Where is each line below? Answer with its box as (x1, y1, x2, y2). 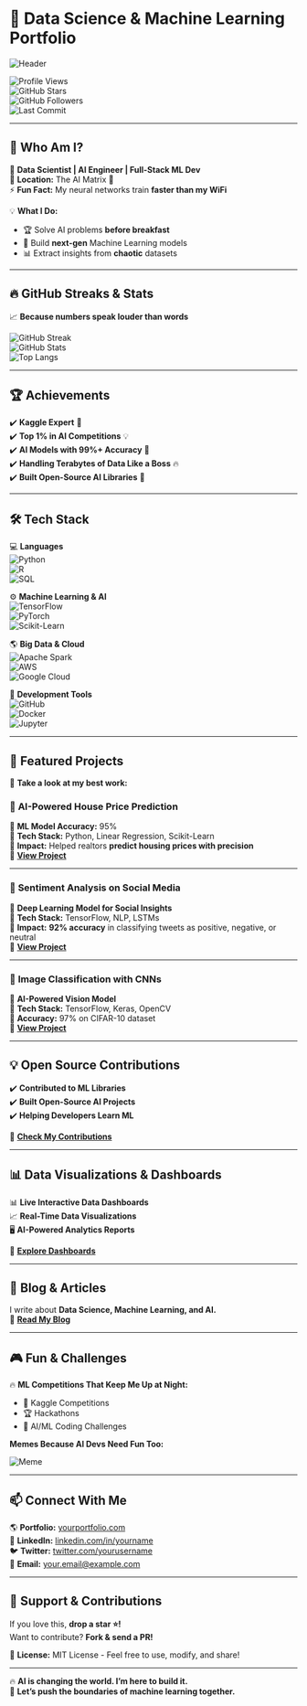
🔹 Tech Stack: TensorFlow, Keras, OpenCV (9, 1003, 172, 1014)
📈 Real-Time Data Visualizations (9, 1210, 137, 1221)
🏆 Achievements (9, 388, 111, 403)
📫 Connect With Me (9, 1492, 128, 1508)
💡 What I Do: (9, 205, 58, 216)
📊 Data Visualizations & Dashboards (9, 1168, 222, 1183)
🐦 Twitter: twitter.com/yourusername (9, 1545, 153, 1556)
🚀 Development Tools (9, 689, 93, 700)
